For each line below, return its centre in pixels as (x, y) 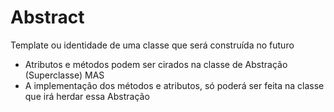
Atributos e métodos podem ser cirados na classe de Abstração (156, 64)
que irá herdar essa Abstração (87, 96)
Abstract (47, 17)
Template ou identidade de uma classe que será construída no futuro (152, 45)
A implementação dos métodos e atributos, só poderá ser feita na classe (174, 85)
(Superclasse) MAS (64, 75)
